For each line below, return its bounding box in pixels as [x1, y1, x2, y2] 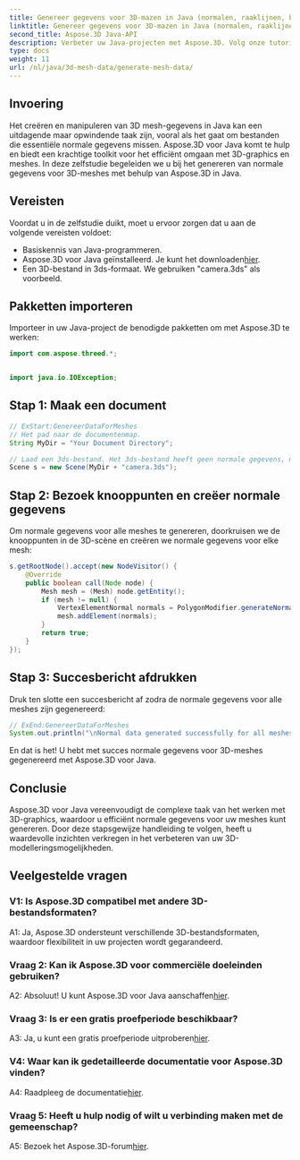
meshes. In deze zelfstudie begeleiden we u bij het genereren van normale [9, 158, 284, 168]
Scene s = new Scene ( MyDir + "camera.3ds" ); [9, 463, 178, 472]
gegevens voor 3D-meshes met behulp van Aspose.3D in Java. [9, 168, 242, 178]
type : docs [9, 47, 50, 56]
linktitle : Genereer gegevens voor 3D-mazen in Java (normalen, [9, 21, 254, 30]
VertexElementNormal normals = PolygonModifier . [56, 604, 242, 613]
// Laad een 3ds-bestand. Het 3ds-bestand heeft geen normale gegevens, [9, 454, 286, 464]
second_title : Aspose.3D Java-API [9, 30, 138, 39]
